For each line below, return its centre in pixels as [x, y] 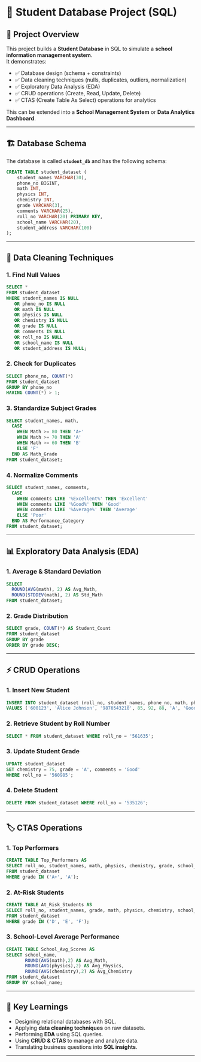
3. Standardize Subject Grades [51, 408]
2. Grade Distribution [37, 616]
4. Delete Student [32, 791]
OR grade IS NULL [36, 326]
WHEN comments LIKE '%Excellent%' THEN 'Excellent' [83, 499]
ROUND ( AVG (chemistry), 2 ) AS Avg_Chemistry [79, 972]
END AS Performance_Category [48, 521]
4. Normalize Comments [42, 475]
